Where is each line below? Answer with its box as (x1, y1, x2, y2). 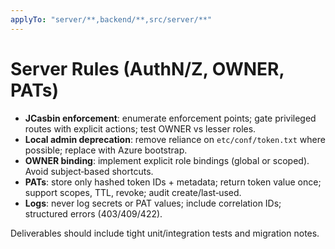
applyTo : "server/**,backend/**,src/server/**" (10, 14, 213, 25)
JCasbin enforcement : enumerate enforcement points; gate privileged (24, 112, 317, 124)
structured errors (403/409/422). (24, 207, 163, 220)
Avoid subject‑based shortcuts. (24, 165, 154, 177)
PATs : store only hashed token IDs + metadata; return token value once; (24, 176, 322, 188)
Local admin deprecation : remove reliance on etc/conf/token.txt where (24, 133, 326, 145)
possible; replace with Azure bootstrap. (24, 144, 188, 156)
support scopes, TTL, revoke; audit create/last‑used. (24, 186, 242, 198)
